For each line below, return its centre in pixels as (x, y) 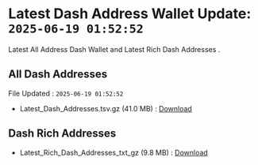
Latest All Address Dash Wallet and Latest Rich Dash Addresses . (114, 49)
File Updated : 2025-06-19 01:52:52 (66, 93)
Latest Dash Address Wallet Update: (130, 14)
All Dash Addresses (58, 75)
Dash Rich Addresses (62, 134)
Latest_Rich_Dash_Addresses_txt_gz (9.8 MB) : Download (114, 152)
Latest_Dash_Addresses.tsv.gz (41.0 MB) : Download (106, 108)
